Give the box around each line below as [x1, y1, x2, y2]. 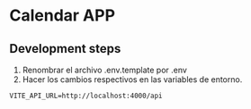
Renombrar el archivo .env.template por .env [22, 64, 187, 75]
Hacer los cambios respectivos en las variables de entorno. [22, 74, 243, 85]
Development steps [9, 41, 121, 56]
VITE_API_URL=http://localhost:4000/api [9, 91, 164, 100]
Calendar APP [9, 5, 115, 26]
